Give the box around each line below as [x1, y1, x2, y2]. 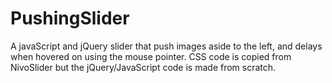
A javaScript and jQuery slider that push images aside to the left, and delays [10, 40, 323, 52]
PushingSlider [10, 7, 130, 30]
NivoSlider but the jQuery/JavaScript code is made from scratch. [10, 61, 277, 73]
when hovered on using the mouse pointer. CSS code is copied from [10, 50, 292, 62]
